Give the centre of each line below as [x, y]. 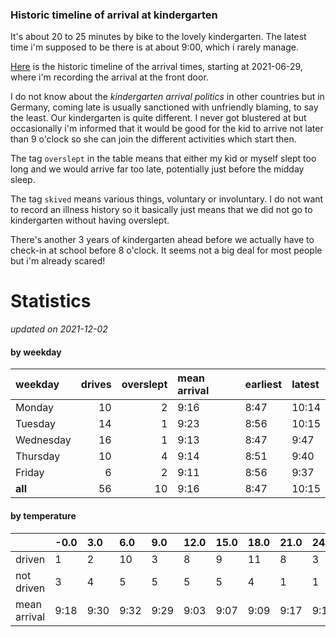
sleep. [23, 180]
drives [96, 385]
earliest [263, 385]
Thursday [38, 456]
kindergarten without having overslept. [90, 220]
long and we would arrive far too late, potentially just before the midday [157, 169]
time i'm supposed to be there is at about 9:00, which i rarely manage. [155, 47]
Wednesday [43, 440]
